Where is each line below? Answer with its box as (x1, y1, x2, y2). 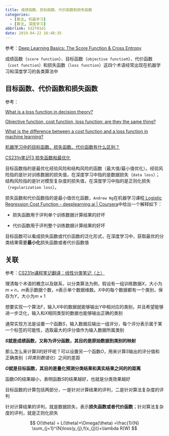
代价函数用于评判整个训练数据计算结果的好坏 (12, 222, 106, 229)
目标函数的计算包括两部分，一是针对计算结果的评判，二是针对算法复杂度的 (5, 386, 159, 392)
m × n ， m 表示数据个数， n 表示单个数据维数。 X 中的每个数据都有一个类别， (5, 287, 158, 293)
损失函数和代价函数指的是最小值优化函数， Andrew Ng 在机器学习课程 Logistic (5, 194, 162, 201)
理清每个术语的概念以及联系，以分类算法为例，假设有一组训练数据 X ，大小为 (5, 280, 162, 286)
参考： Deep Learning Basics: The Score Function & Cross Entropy (5, 45, 142, 51)
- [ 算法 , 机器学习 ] (10, 17, 46, 22)
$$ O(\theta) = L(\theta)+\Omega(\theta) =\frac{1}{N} (30, 420, 139, 426)
